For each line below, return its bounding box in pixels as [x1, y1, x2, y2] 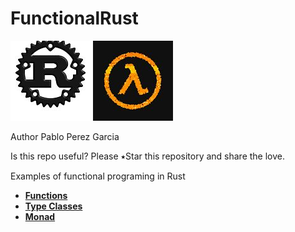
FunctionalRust [10, 7, 139, 30]
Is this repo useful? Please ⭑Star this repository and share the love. [10, 150, 286, 162]
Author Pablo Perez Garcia [10, 130, 120, 142]
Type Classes [24, 200, 83, 212]
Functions [24, 189, 68, 201]
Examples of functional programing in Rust [10, 170, 186, 182]
